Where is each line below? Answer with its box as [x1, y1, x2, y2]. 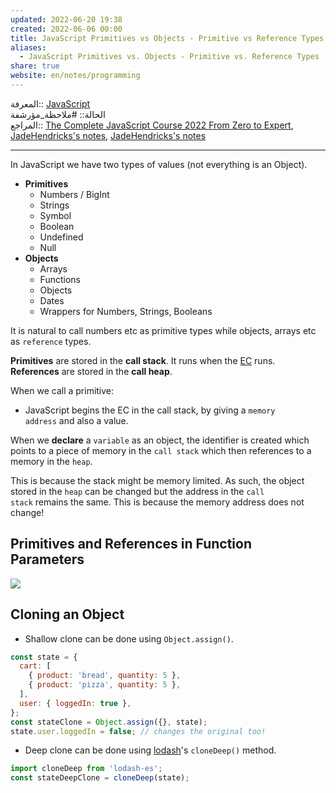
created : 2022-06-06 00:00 [10, 24, 123, 34]
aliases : [10, 42, 47, 53]
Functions [39, 273, 81, 285]
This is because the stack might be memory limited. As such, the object [10, 474, 305, 486]
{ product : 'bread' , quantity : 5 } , [28, 671, 182, 681]
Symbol [39, 209, 72, 221]
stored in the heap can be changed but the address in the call [10, 485, 265, 497]
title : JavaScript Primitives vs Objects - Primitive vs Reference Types [10, 33, 325, 43]
